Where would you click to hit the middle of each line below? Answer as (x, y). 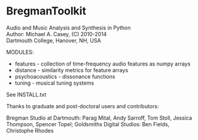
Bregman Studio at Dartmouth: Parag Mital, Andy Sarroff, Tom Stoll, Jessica (99, 118)
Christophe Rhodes (30, 130)
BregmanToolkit (46, 11)
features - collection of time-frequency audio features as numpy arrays (103, 64)
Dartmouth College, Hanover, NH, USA (54, 40)
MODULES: (20, 52)
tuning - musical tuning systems (54, 83)
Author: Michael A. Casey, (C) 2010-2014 (57, 34)
